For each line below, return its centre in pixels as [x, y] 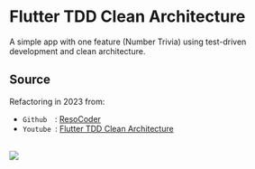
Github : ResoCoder [62, 118]
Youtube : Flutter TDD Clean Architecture [98, 128]
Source [30, 80]
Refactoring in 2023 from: [57, 101]
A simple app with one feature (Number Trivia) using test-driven [128, 42]
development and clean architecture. [77, 51]
